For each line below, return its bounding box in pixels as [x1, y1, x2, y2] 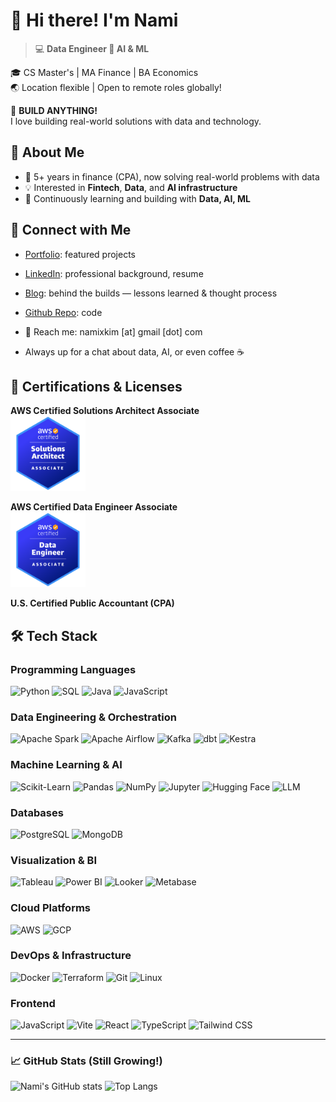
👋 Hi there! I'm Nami [10, 9, 179, 32]
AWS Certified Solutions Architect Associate [10, 405, 200, 417]
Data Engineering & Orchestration [10, 710, 177, 724]
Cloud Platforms [10, 901, 91, 915]
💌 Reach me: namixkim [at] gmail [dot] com [24, 325, 203, 338]
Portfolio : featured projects [24, 248, 136, 260]
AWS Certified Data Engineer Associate [10, 501, 178, 513]
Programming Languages [10, 662, 137, 676]
